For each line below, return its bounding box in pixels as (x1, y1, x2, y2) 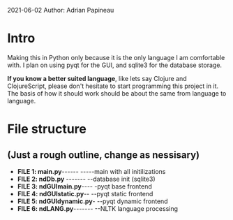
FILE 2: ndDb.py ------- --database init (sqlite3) (17, 175, 156, 183)
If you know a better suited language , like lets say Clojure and (7, 74, 187, 82)
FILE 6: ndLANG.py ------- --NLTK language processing (17, 204, 179, 212)
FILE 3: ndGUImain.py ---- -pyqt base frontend (17, 182, 152, 191)
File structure (7, 122, 87, 137)
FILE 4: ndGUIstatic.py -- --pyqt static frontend (17, 189, 153, 198)
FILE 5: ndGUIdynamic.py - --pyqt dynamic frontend (17, 197, 169, 205)
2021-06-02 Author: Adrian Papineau (7, 6, 114, 14)
